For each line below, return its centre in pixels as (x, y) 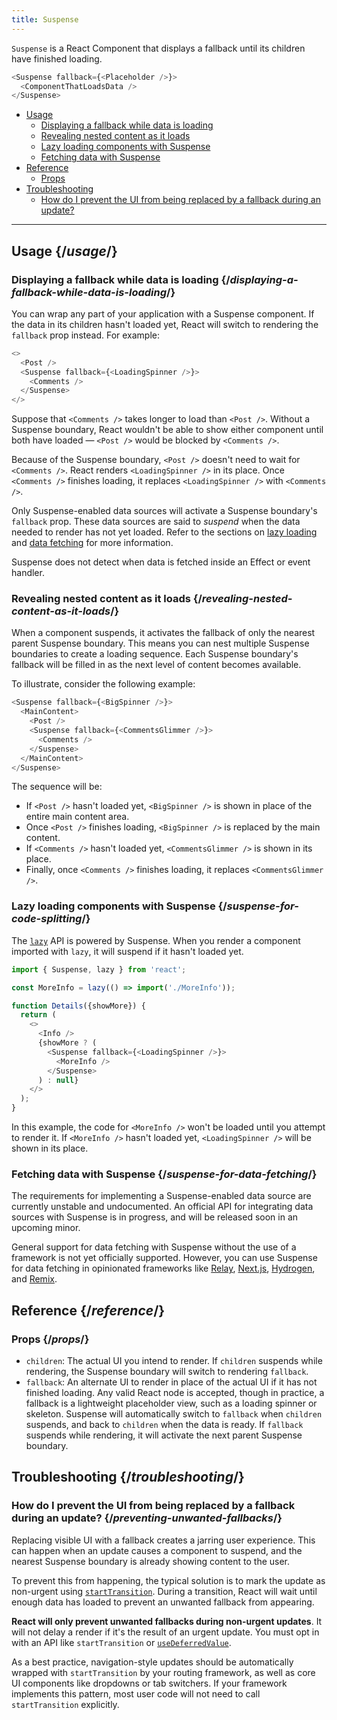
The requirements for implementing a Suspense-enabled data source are (161, 1196)
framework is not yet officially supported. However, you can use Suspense (164, 1258)
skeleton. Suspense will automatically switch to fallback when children (174, 1414)
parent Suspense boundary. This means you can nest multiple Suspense (160, 643)
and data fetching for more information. (92, 543)
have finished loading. (57, 58)
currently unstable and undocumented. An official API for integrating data (162, 1207)
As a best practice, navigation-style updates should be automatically (152, 1662)
